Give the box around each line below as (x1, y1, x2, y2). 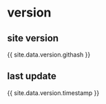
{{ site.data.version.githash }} (7, 50, 91, 59)
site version (7, 32, 59, 44)
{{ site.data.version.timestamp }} (7, 88, 100, 97)
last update (7, 70, 57, 82)
